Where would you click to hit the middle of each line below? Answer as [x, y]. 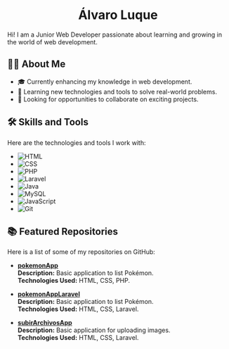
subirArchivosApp [45, 323]
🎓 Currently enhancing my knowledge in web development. [105, 82]
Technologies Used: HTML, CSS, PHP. [74, 281]
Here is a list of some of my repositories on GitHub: [81, 252]
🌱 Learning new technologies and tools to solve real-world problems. [117, 91]
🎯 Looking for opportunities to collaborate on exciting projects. [108, 99]
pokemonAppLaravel [49, 294]
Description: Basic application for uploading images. [94, 330]
